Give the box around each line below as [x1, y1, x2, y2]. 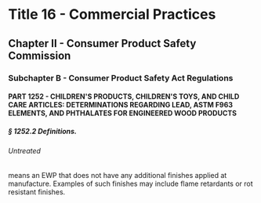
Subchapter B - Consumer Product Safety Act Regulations [8, 72, 234, 83]
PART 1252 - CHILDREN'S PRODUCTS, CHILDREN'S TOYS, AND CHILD [8, 92, 240, 101]
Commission [8, 49, 71, 62]
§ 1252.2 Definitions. [8, 126, 77, 136]
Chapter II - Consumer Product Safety [8, 37, 197, 50]
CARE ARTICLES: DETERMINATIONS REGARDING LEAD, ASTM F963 [8, 100, 234, 110]
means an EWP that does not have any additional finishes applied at [8, 170, 227, 179]
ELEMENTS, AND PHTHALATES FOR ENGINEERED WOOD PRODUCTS [8, 108, 237, 118]
